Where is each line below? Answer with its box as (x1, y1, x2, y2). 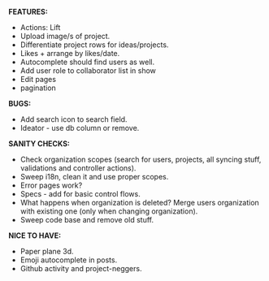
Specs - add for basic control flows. (20, 189, 141, 198)
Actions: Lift (20, 23, 61, 32)
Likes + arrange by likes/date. (20, 49, 120, 58)
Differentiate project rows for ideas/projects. (20, 40, 169, 50)
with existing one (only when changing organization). (20, 206, 198, 216)
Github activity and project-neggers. (20, 264, 142, 273)
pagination (20, 83, 57, 93)
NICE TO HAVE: (8, 231, 62, 240)
